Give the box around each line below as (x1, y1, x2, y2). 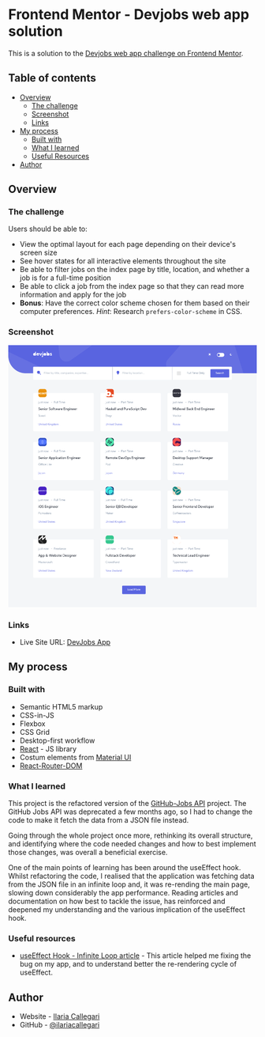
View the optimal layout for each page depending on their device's (19, 240, 237, 249)
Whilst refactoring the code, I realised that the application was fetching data (8, 871, 255, 880)
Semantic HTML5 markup (19, 702, 103, 711)
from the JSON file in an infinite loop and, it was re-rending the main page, (8, 880, 250, 889)
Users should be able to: (8, 224, 88, 234)
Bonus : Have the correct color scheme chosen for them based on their (19, 298, 250, 308)
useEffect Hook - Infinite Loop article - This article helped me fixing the (19, 951, 252, 960)
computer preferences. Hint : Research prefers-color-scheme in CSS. (19, 307, 243, 316)
